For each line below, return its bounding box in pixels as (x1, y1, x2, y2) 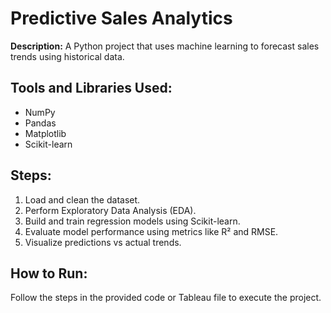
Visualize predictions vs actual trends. (24, 236, 182, 248)
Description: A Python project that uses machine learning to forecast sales (10, 40, 320, 52)
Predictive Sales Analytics (10, 7, 233, 30)
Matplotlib (24, 127, 67, 139)
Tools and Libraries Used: (10, 80, 173, 97)
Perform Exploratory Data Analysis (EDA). (24, 204, 197, 216)
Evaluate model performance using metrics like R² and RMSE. (24, 225, 279, 237)
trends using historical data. (10, 50, 125, 62)
